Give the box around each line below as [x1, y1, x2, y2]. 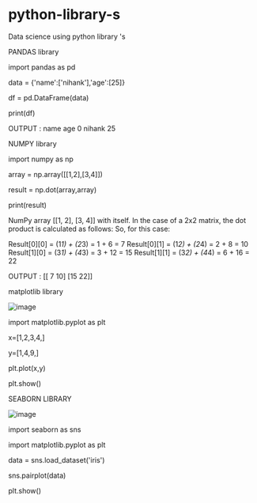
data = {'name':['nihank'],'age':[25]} [8, 78, 125, 87]
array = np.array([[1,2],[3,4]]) [8, 169, 103, 179]
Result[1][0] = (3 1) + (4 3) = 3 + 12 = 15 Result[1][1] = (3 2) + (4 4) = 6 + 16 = [8, 248, 250, 257]
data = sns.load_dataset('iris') [8, 455, 105, 464]
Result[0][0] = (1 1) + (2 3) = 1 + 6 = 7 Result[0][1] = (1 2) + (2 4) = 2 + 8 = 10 [8, 239, 249, 248]
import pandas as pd [8, 62, 76, 72]
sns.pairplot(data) [8, 471, 66, 480]
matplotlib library [8, 286, 63, 296]
